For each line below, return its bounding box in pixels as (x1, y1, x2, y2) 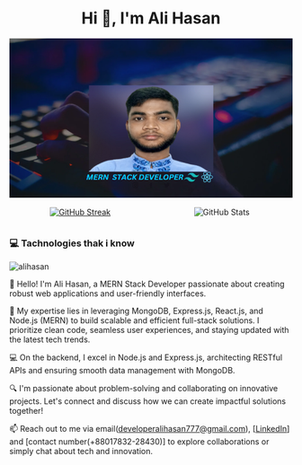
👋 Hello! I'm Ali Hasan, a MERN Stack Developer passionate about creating (9, 278, 285, 289)
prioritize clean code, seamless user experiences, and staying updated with (9, 324, 289, 335)
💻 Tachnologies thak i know (9, 237, 135, 250)
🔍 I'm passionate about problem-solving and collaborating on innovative (9, 382, 279, 393)
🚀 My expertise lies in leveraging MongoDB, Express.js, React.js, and (9, 305, 263, 316)
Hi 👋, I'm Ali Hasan (81, 8, 221, 29)
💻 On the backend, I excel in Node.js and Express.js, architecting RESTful (9, 352, 283, 363)
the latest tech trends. (9, 334, 91, 345)
